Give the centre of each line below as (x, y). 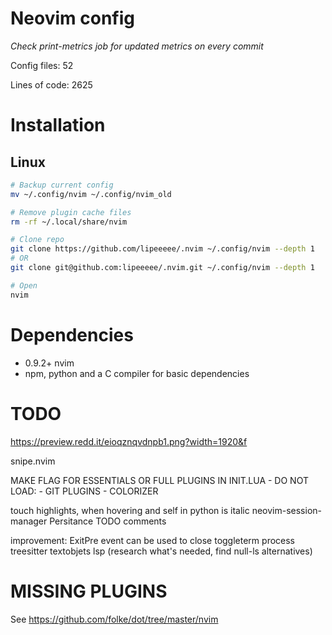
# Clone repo (37, 240)
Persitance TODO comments (108, 521)
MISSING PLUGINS (89, 591)
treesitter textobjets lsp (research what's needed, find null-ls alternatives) (161, 551)
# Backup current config (62, 185)
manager (29, 521)
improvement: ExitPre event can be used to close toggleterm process (152, 540)
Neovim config (72, 18)
